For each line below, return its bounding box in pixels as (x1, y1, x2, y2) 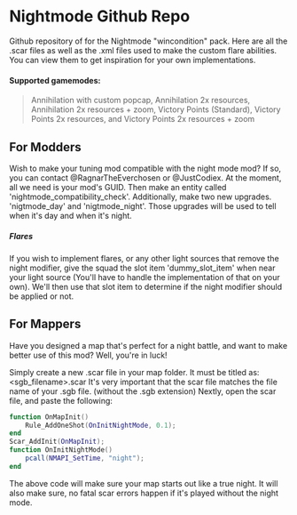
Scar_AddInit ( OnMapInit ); (9, 438, 105, 447)
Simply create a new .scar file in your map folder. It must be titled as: (9, 366, 260, 377)
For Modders (9, 140, 82, 155)
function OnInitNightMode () (9, 446, 113, 455)
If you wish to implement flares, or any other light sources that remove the (9, 253, 279, 263)
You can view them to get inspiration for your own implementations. (9, 54, 256, 65)
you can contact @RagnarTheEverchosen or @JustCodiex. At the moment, (9, 172, 282, 183)
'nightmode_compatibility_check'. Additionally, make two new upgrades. (9, 191, 272, 202)
